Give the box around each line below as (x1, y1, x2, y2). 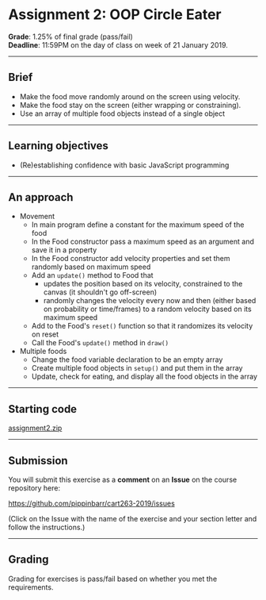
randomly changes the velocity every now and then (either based (43, 296, 256, 306)
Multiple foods (19, 347, 67, 356)
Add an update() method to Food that (31, 271, 154, 280)
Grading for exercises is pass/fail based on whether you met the (8, 574, 218, 583)
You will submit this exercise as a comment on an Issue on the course (8, 475, 237, 484)
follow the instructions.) (8, 522, 85, 532)
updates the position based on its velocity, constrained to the (43, 279, 243, 289)
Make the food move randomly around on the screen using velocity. (19, 91, 241, 101)
